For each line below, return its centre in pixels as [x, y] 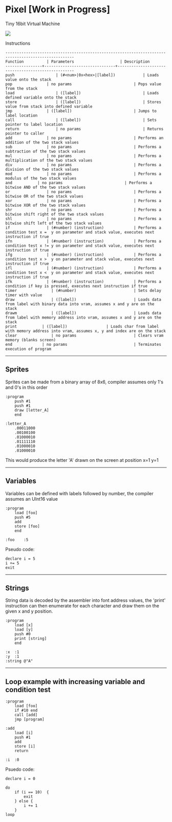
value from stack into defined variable [49, 106]
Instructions [18, 43]
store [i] [25, 747]
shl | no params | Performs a [83, 219]
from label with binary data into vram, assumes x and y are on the [80, 304]
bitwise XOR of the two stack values [46, 205]
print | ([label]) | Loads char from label [82, 326]
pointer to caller [25, 133]
